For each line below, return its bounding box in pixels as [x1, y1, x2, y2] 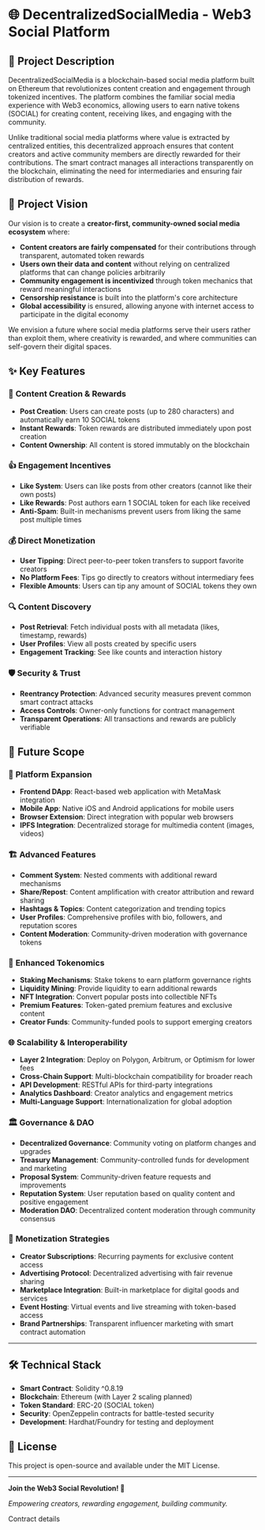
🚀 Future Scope [8, 745, 85, 759]
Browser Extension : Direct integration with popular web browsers [19, 812, 234, 822]
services [19, 1293, 48, 1303]
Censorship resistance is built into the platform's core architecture [19, 293, 238, 302]
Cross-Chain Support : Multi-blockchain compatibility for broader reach [19, 1072, 253, 1081]
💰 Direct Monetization [8, 535, 96, 546]
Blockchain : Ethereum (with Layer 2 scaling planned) [19, 1392, 193, 1401]
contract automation [19, 1327, 86, 1336]
